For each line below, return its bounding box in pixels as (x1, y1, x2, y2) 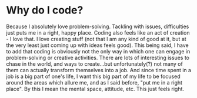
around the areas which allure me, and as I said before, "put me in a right (6, 79, 183, 86)
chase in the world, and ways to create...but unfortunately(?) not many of (6, 60, 183, 67)
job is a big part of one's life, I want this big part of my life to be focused (6, 73, 181, 80)
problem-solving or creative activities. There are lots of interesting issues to (6, 54, 190, 61)
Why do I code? (6, 4, 84, 17)
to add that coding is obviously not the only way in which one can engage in (6, 48, 191, 55)
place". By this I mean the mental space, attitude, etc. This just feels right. (6, 85, 184, 92)
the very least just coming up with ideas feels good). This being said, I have (6, 42, 189, 49)
